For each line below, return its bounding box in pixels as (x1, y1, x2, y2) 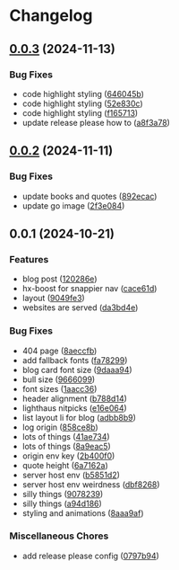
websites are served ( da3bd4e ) (21, 302, 139, 313)
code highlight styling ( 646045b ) (21, 88, 145, 99)
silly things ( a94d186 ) (21, 498, 103, 509)
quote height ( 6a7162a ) (21, 459, 109, 470)
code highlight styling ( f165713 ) (21, 107, 139, 118)
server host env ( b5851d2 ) (21, 469, 121, 480)
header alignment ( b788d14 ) (21, 393, 128, 404)
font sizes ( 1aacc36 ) (21, 383, 98, 394)
